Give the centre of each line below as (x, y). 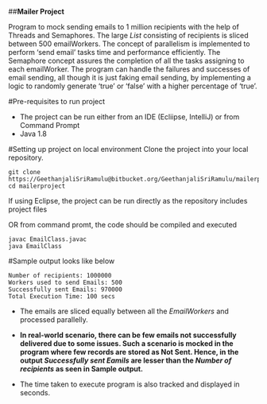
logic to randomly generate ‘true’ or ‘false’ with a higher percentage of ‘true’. (133, 86)
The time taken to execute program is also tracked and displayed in (130, 384)
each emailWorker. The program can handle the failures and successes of (129, 69)
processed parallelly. (54, 320)
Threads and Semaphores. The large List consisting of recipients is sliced (128, 35)
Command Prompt (50, 125)
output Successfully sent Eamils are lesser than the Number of (126, 360)
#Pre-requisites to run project (57, 101)
